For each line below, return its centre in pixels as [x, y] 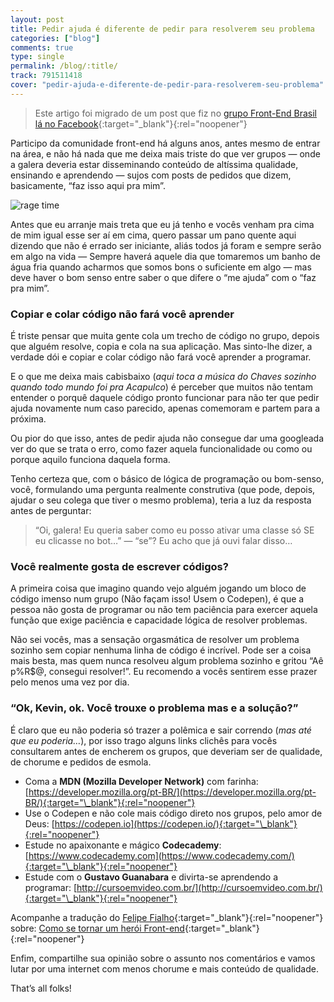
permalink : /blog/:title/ [64, 66]
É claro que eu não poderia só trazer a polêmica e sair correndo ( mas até [161, 730]
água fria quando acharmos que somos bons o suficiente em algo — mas [161, 267]
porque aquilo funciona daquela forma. [90, 460]
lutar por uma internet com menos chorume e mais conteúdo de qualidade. [164, 968]
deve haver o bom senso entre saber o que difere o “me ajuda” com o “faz [163, 277]
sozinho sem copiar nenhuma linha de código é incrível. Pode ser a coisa [161, 650]
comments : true [42, 47]
